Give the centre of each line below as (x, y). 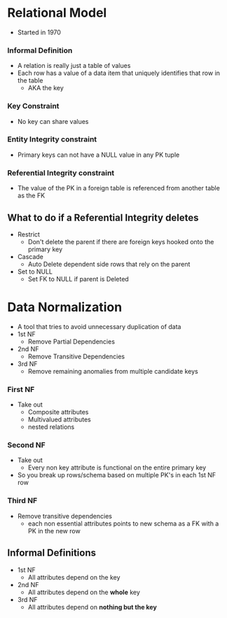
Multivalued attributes (59, 420)
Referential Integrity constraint (61, 173)
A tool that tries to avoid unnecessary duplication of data (99, 326)
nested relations (51, 427)
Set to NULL (35, 272)
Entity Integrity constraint (52, 139)
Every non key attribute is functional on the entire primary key (117, 468)
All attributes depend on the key (74, 577)
